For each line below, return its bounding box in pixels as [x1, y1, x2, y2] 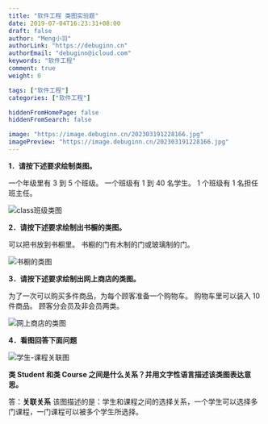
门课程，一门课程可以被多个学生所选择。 [8, 406, 143, 416]
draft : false [8, 27, 52, 35]
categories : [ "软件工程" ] [8, 94, 91, 102]
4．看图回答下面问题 [8, 335, 77, 345]
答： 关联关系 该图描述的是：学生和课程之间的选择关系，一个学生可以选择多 [8, 397, 258, 406]
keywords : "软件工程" [8, 57, 77, 65]
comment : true [8, 64, 57, 73]
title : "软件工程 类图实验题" [8, 11, 99, 20]
